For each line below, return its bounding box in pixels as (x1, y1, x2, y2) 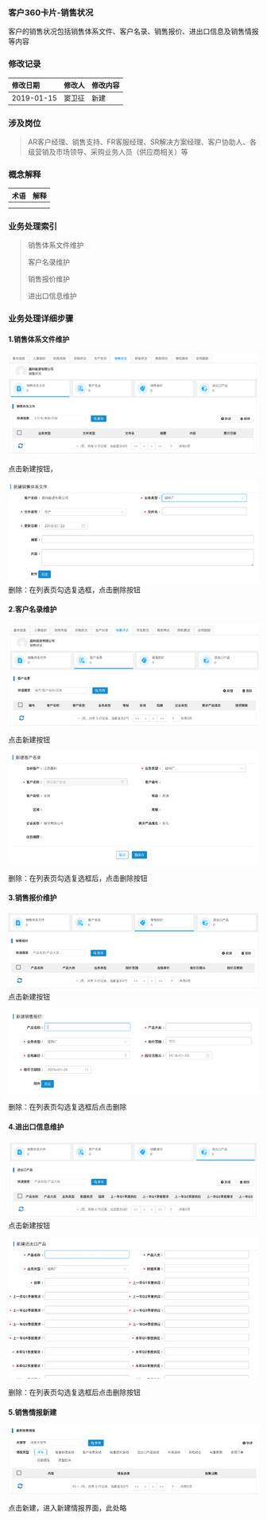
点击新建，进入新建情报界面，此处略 (8, 1503, 127, 1513)
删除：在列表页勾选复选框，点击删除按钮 (8, 584, 141, 595)
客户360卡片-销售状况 (8, 6, 94, 18)
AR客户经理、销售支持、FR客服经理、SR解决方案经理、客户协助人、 (27, 137, 250, 147)
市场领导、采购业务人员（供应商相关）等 (55, 147, 188, 157)
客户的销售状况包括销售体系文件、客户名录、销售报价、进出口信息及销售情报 (8, 26, 259, 37)
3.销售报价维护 (8, 893, 57, 902)
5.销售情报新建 (8, 1407, 57, 1416)
